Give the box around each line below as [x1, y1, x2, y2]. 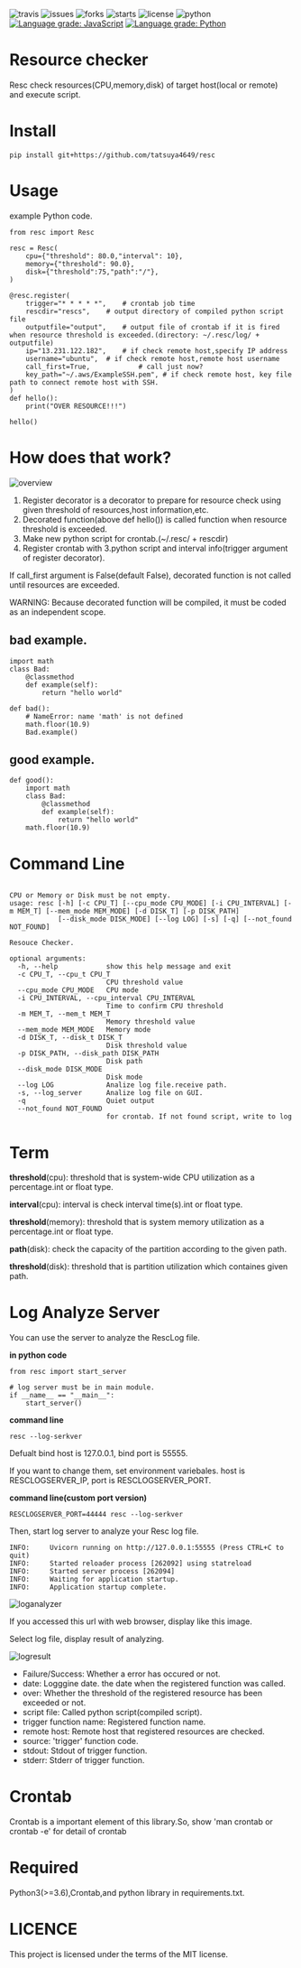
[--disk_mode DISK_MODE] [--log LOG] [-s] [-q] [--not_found [57, 914, 293, 924]
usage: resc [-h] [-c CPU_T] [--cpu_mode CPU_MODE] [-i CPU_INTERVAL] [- [9, 899, 293, 908]
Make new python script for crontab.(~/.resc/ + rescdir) [22, 533, 229, 543]
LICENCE [9, 1919, 78, 1940]
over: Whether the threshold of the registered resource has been [22, 1688, 263, 1699]
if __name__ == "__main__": [9, 1391, 115, 1400]
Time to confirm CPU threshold [105, 1002, 223, 1011]
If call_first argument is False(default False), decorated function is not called [9, 570, 291, 580]
